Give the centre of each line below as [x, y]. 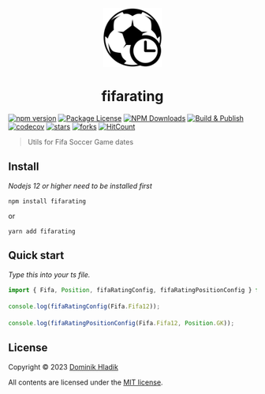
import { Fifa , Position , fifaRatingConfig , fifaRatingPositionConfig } [130, 290]
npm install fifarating [47, 201]
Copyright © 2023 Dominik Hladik [63, 366]
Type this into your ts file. [49, 274]
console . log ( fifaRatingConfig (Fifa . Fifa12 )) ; [84, 307]
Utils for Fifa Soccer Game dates [80, 141]
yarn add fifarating [42, 231]
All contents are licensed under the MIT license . [86, 382]
